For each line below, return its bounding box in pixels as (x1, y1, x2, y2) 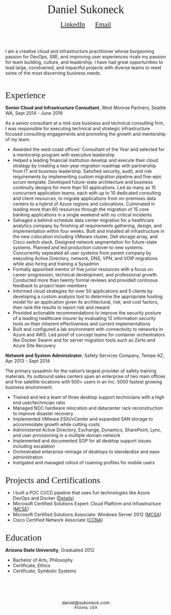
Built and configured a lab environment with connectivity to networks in (12, 326, 163, 332)
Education (5, 532, 42, 543)
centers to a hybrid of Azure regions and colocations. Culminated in (12, 201, 155, 207)
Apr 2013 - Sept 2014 (5, 358, 50, 364)
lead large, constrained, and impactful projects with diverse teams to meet (5, 65, 162, 70)
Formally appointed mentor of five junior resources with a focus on (12, 266, 153, 272)
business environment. (5, 384, 54, 390)
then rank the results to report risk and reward (12, 304, 110, 310)
